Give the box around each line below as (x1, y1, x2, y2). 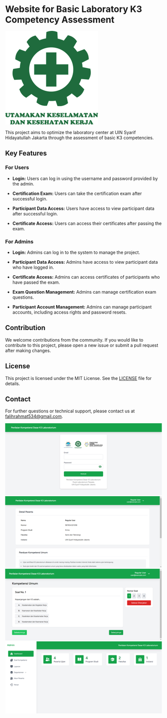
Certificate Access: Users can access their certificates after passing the (12, 220, 162, 226)
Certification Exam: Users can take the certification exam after (12, 190, 142, 196)
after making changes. (5, 348, 51, 354)
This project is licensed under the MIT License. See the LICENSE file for (5, 375, 152, 381)
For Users (5, 164, 29, 171)
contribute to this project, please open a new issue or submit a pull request (5, 342, 159, 348)
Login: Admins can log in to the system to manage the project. (12, 249, 140, 255)
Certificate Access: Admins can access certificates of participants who (12, 274, 160, 280)
